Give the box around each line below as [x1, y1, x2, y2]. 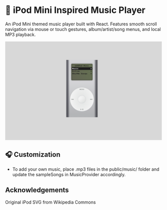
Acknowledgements [5, 186, 69, 195]
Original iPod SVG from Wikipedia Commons [5, 199, 96, 205]
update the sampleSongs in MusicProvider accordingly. [12, 171, 126, 177]
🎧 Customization [5, 150, 61, 159]
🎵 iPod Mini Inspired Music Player [5, 4, 146, 16]
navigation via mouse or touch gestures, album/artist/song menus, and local [5, 26, 161, 32]
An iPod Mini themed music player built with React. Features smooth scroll [5, 21, 158, 27]
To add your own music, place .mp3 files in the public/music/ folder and [12, 166, 160, 172]
